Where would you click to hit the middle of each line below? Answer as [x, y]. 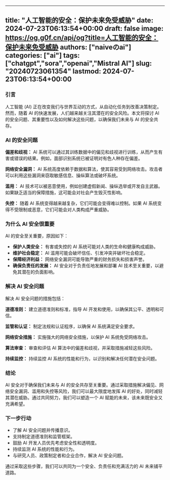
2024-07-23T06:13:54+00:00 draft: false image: [84, 29]
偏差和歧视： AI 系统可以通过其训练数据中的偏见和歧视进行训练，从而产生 [82, 152]
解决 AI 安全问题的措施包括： [35, 298]
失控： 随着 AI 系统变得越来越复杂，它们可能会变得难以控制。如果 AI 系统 [81, 203]
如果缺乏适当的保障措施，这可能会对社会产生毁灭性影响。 [65, 192]
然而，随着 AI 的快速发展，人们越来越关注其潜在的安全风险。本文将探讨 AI [82, 113]
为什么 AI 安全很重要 [30, 224]
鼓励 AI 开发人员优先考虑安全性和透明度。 [56, 443]
